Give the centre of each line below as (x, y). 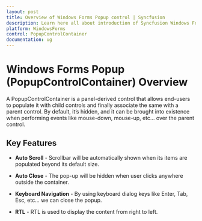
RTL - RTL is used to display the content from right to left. (86, 211)
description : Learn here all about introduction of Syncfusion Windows (98, 23)
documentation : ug (29, 40)
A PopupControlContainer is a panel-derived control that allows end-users (98, 98)
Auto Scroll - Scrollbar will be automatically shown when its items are (101, 157)
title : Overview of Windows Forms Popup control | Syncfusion (86, 17)
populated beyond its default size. (57, 164)
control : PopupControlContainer (47, 34)
